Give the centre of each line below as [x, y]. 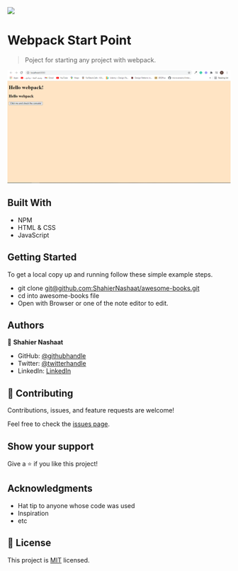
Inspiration [33, 513]
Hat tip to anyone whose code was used [76, 505]
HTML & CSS [36, 227]
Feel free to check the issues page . [58, 424]
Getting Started [42, 257]
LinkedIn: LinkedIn [44, 371]
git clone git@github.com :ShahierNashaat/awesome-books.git [108, 288]
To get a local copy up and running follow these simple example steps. [110, 274]
